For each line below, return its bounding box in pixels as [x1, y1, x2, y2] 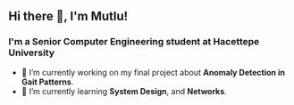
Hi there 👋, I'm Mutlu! [8, 9, 129, 24]
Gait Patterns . [21, 77, 74, 87]
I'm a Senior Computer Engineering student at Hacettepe [8, 36, 260, 48]
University [8, 46, 55, 59]
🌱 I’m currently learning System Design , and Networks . [21, 85, 227, 96]
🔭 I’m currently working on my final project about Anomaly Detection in [21, 67, 285, 77]
